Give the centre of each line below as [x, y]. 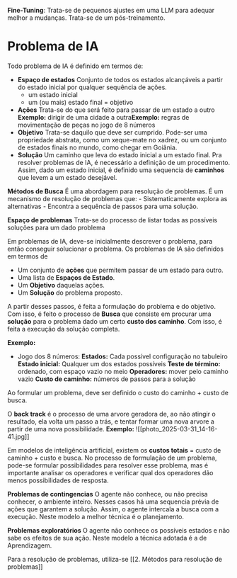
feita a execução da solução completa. [64, 329]
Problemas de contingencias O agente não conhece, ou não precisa [108, 494]
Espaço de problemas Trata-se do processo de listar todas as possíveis [112, 220]
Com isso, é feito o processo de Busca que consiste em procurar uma [109, 314]
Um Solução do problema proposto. [70, 293]
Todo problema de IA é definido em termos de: [75, 66]
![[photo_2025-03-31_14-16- [177, 429]
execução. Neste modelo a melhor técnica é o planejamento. [96, 516]
